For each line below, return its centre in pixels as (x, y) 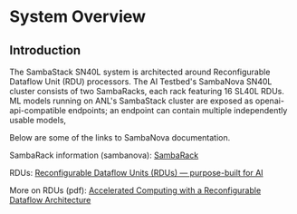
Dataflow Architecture (50, 200)
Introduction (45, 50)
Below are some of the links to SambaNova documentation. (120, 137)
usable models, (38, 120)
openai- (270, 101)
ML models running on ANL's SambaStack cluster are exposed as (131, 101)
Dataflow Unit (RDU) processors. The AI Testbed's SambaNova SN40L (141, 82)
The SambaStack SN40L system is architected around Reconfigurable (140, 72)
